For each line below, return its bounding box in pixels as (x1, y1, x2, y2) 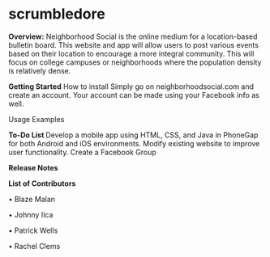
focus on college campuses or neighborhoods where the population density (8, 57, 262, 67)
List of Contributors (8, 179, 76, 188)
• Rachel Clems (8, 241, 61, 251)
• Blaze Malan (8, 194, 55, 204)
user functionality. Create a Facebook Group (8, 147, 156, 157)
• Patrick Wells (8, 225, 58, 235)
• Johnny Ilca (8, 209, 54, 219)
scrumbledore (8, 5, 105, 23)
